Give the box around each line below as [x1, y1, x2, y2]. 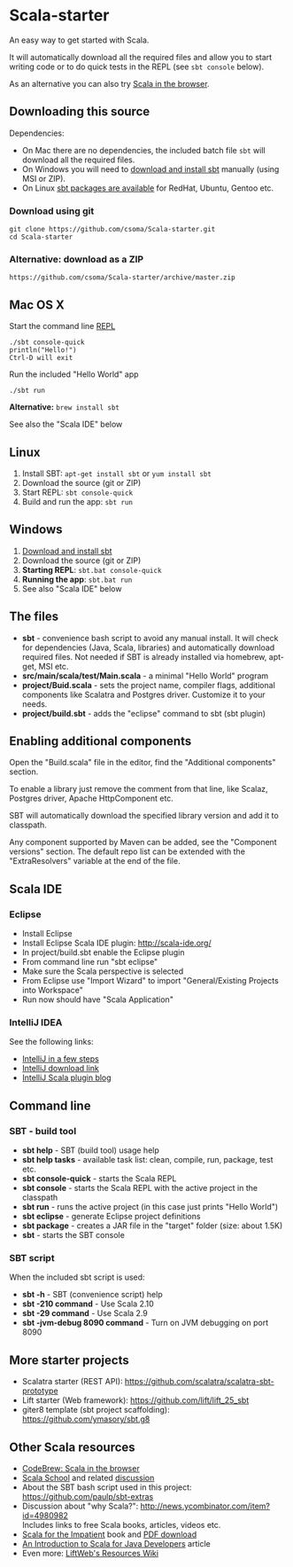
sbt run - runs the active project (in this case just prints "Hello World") [21, 1202, 279, 1212]
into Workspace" [21, 985, 84, 996]
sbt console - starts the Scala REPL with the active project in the [21, 1183, 258, 1194]
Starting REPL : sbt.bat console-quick [21, 564, 162, 575]
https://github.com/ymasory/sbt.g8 [21, 1414, 150, 1424]
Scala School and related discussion [21, 1473, 155, 1483]
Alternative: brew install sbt [9, 402, 120, 412]
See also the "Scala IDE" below [9, 419, 123, 430]
